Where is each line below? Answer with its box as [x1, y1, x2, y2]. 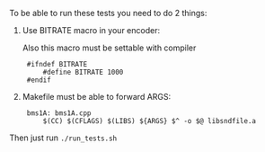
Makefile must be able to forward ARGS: [22, 92, 172, 102]
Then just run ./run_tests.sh [9, 132, 118, 143]
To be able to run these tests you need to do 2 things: [9, 8, 208, 18]
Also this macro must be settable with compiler [22, 42, 197, 53]
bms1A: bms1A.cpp [26, 109, 92, 118]
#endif [26, 76, 51, 85]
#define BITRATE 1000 [42, 67, 124, 76]
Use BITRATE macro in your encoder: [22, 25, 160, 35]
